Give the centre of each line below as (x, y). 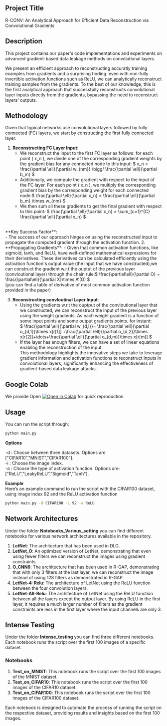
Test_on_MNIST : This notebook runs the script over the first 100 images (86, 671)
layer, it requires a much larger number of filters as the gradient (78, 604)
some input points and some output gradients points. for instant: (86, 321)
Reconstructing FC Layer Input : (45, 148)
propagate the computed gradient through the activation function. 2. (75, 242)
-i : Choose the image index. (34, 463)
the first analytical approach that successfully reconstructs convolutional (80, 89)
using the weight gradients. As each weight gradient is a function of (89, 316)
